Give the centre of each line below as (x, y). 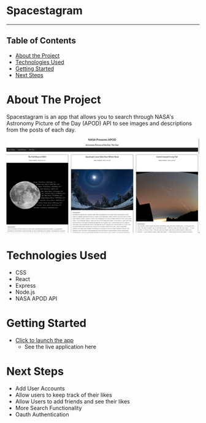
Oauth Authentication (42, 414)
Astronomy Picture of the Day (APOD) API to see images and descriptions (99, 123)
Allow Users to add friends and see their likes (72, 402)
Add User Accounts (40, 389)
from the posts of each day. (41, 130)
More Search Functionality (48, 408)
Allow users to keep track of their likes (63, 395)
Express (25, 286)
